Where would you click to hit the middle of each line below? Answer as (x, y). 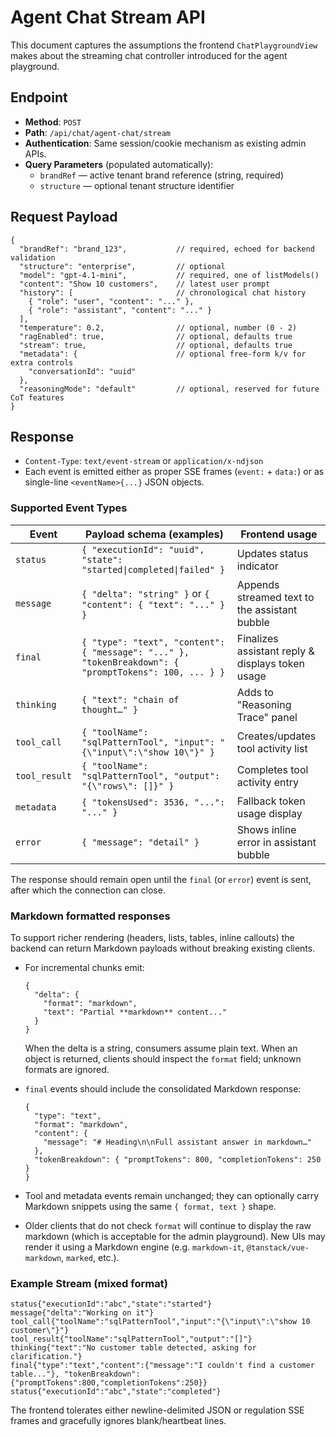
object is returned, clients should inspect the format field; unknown (163, 1058)
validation (33, 257)
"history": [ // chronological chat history (163, 292)
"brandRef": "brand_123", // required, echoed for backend (167, 249)
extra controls (42, 362)
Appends (258, 584)
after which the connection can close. (88, 890)
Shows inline (266, 829)
